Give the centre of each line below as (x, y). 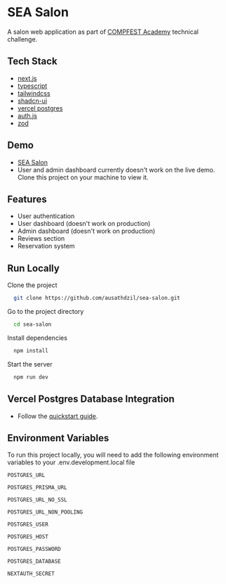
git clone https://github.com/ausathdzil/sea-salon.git (97, 298)
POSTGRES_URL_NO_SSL (38, 500)
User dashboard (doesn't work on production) (84, 224)
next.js (27, 78)
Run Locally (33, 268)
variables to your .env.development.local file (71, 462)
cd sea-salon (33, 324)
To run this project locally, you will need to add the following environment (113, 455)
